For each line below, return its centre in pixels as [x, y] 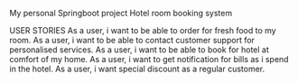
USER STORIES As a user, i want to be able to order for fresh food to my [143, 30]
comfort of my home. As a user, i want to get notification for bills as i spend [149, 59]
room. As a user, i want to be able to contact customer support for [132, 40]
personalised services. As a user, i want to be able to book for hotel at [139, 50]
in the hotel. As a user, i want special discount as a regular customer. [137, 69]
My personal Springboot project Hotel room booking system [121, 13]
